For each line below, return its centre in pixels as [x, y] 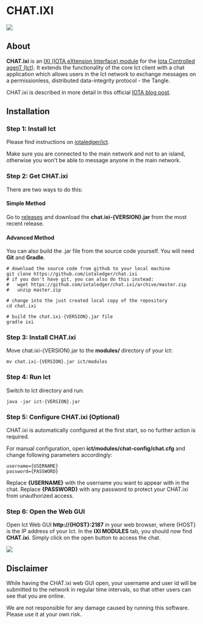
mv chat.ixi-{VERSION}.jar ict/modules [57, 362]
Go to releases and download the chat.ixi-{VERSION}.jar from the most [97, 217]
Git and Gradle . [26, 257]
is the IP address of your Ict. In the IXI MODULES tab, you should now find [99, 531]
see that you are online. [36, 596]
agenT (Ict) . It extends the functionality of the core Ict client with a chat [95, 67]
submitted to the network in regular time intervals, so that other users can [99, 590]
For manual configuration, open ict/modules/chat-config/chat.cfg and [96, 448]
